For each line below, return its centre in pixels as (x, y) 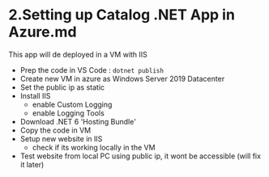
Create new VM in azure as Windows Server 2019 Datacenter (122, 78)
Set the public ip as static (62, 87)
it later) (32, 164)
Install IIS (35, 95)
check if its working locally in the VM (94, 147)
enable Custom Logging (72, 104)
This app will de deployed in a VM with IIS (78, 54)
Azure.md (43, 32)
